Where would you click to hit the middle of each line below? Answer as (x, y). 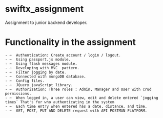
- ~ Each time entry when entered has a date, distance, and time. (76, 106)
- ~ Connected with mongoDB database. (46, 77)
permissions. (18, 94)
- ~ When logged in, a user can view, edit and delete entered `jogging (82, 98)
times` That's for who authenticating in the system (60, 102)
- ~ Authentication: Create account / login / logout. (63, 55)
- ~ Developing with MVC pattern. (42, 68)
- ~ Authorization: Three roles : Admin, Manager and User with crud (78, 89)
